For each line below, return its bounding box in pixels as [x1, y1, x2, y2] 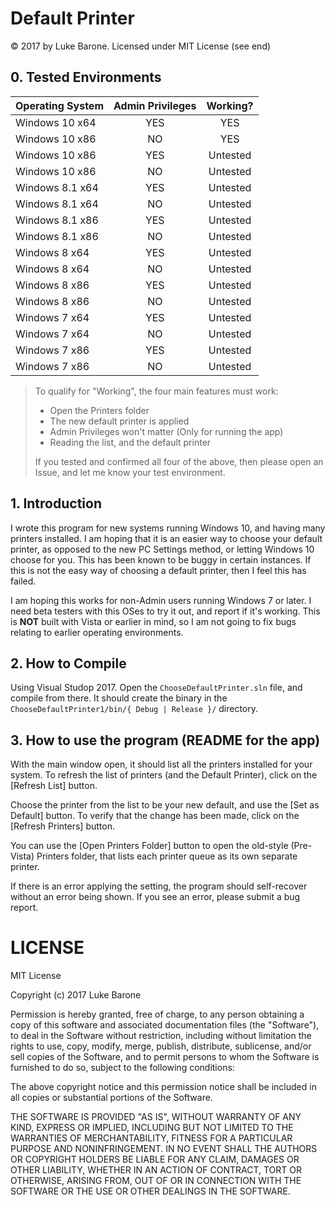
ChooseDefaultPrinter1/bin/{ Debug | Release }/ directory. [10, 703, 259, 715]
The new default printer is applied [49, 415, 190, 427]
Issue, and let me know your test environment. [34, 466, 226, 478]
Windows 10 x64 [15, 115, 97, 129]
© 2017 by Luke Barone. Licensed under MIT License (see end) [10, 40, 272, 52]
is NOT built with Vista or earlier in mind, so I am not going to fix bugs [10, 615, 297, 627]
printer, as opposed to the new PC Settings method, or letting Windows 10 [10, 543, 315, 555]
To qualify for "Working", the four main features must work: [34, 385, 279, 397]
